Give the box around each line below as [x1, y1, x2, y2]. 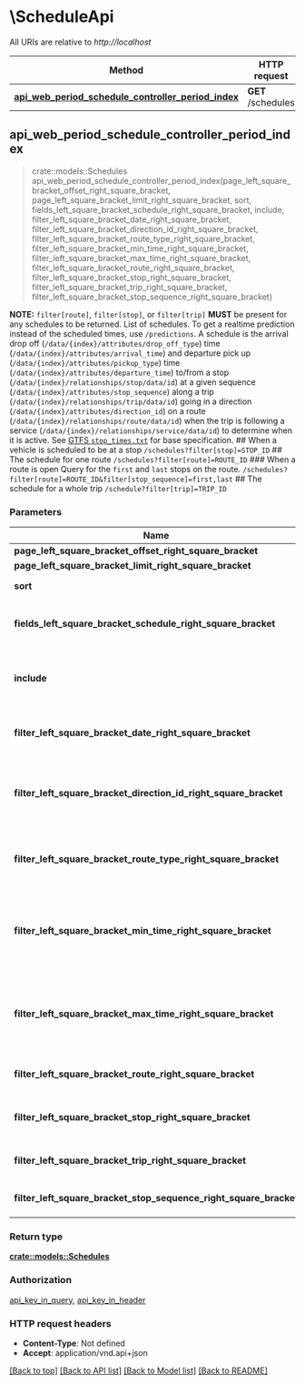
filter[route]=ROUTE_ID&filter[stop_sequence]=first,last [9, 475, 233, 484]
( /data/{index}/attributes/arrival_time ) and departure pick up [9, 348, 251, 359]
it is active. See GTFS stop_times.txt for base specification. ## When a [9, 434, 277, 445]
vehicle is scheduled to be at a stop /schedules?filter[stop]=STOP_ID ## [9, 444, 283, 455]
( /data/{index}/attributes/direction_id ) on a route [9, 405, 206, 416]
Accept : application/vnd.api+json [22, 1347, 148, 1358]
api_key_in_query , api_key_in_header [9, 1294, 146, 1305]
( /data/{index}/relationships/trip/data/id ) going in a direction [9, 396, 252, 407]
